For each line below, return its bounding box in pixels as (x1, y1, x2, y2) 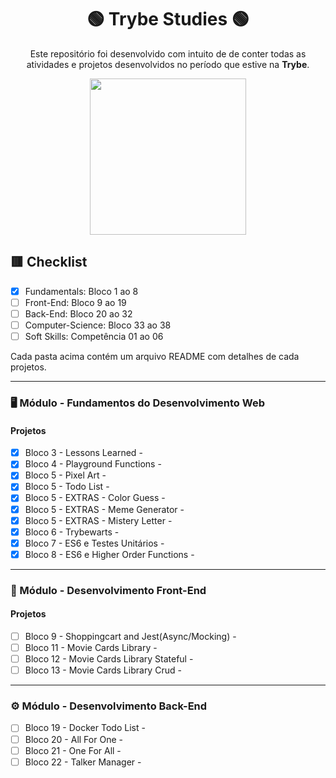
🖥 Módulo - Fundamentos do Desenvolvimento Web (10, 396, 265, 410)
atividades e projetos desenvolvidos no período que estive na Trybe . (26, 58, 310, 70)
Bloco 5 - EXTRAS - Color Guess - (24, 492, 166, 504)
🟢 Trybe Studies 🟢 (86, 8, 250, 31)
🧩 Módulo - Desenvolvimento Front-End (10, 583, 207, 597)
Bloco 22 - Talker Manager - (24, 756, 142, 768)
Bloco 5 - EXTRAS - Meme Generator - (24, 503, 185, 515)
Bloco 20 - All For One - (24, 733, 123, 745)
